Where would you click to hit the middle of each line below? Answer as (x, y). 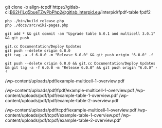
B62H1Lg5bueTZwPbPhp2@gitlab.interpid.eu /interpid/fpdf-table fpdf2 (80, 12)
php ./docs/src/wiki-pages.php (37, 25)
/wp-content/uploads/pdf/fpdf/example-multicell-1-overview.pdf (70, 90)
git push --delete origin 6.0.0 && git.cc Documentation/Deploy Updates (80, 64)
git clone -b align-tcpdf (28, 7)
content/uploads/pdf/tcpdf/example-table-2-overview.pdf (63, 120)
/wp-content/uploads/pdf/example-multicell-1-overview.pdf (65, 81)
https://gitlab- (66, 7)
